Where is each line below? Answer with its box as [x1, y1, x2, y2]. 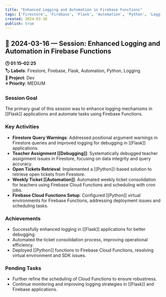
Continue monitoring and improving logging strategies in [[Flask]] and [12, 281, 154, 287]
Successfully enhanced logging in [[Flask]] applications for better [12, 226, 146, 232]
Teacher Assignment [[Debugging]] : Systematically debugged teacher [12, 150, 158, 156]
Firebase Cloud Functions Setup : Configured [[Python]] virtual [12, 192, 141, 198]
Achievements [5, 215, 41, 222]
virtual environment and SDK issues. [12, 252, 86, 258]
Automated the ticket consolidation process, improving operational [12, 236, 148, 242]
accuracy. [12, 161, 33, 167]
